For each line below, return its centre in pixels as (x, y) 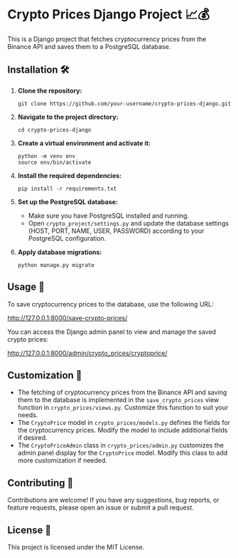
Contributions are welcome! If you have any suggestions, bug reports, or (113, 500)
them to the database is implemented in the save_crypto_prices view (118, 400)
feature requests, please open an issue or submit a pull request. (101, 507)
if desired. (32, 438)
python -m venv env (47, 156)
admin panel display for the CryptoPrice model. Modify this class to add (123, 453)
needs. (28, 415)
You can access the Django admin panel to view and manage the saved (112, 332)
